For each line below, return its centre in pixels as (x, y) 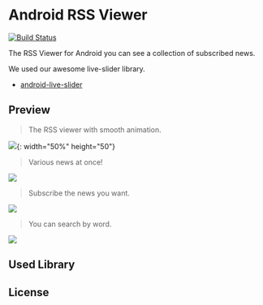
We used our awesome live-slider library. (77, 69)
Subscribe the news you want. (79, 193)
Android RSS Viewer (78, 15)
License (29, 292)
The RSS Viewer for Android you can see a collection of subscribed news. (132, 53)
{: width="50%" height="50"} (66, 146)
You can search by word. (70, 224)
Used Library (42, 265)
